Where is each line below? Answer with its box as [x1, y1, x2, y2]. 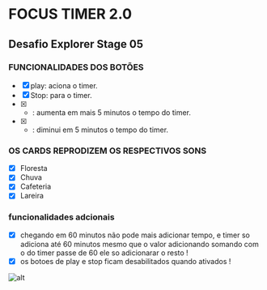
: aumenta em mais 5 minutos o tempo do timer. [32, 107, 192, 117]
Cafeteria [19, 181, 52, 191]
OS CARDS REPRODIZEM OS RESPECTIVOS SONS [8, 145, 207, 156]
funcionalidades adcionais [8, 211, 115, 223]
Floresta [19, 164, 48, 173]
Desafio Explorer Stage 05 [8, 37, 144, 51]
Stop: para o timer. [30, 90, 92, 100]
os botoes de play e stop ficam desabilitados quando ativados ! [19, 256, 231, 266]
